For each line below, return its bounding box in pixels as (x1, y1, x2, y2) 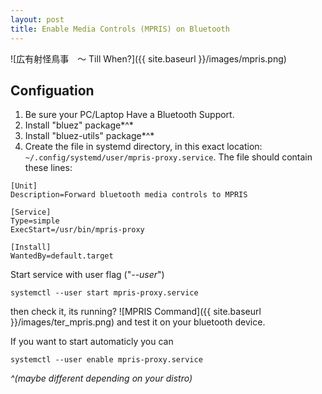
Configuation (10, 82, 95, 99)
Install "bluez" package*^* (24, 119, 134, 131)
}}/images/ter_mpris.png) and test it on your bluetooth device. (10, 316, 266, 328)
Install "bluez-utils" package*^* (24, 130, 155, 142)
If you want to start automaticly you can (10, 336, 174, 348)
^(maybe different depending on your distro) (10, 372, 193, 385)
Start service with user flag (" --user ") (10, 269, 165, 281)
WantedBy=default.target (10, 251, 114, 261)
